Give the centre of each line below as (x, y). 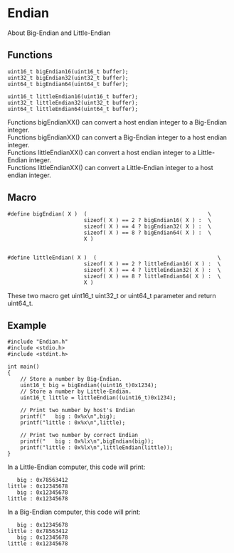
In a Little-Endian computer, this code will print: (76, 467)
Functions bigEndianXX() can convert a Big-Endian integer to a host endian (117, 137)
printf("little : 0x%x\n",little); (73, 423)
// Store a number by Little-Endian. (76, 392)
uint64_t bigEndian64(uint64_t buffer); (68, 84)
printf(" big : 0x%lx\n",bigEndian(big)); (87, 442)
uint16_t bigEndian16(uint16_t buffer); (68, 72)
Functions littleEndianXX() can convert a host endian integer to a (102, 152)
